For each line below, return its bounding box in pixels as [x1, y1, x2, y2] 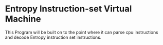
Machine [5, 13, 41, 24]
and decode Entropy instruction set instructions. [5, 34, 102, 40]
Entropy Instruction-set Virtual [5, 3, 132, 14]
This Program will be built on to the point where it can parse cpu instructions [5, 29, 158, 35]
